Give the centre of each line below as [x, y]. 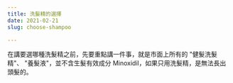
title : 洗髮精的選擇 [34, 14]
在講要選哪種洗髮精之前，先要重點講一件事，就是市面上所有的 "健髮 [106, 55]
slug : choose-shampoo [39, 27]
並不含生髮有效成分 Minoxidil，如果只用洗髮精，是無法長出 [141, 63]
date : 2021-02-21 [33, 21]
